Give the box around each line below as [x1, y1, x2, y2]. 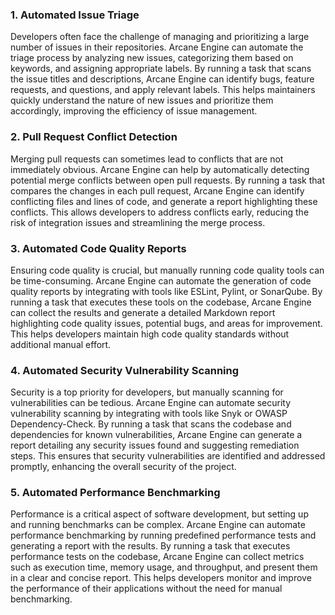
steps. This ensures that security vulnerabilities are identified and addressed [10, 450, 326, 462]
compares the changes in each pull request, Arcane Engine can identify [10, 184, 305, 197]
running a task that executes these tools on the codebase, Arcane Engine [10, 296, 312, 308]
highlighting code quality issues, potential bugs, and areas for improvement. [10, 317, 323, 329]
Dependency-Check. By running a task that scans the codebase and [10, 418, 292, 430]
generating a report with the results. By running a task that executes [10, 540, 291, 552]
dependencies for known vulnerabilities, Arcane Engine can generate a [10, 429, 303, 441]
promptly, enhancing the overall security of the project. [10, 461, 237, 473]
